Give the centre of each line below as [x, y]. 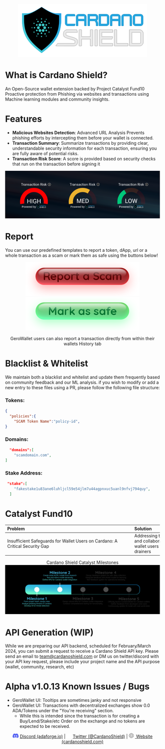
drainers [143, 552]
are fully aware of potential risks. [45, 153]
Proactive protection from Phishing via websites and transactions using [77, 94]
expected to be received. [45, 726]
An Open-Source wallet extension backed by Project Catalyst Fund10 [75, 89]
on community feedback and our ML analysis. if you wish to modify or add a [82, 382]
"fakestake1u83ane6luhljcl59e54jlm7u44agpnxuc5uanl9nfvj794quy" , [82, 489]
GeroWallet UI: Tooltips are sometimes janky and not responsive [77, 700]
